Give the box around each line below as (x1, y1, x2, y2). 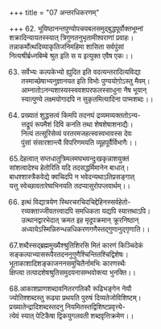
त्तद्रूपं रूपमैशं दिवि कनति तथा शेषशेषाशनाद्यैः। (20, 119, 134, 129)
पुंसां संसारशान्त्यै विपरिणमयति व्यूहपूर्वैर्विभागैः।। (20, 138, 138, 147)
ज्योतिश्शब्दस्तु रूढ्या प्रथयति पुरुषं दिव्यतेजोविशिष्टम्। (9, 293, 142, 302)
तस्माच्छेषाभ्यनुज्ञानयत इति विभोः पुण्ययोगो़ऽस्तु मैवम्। (20, 77, 151, 85)
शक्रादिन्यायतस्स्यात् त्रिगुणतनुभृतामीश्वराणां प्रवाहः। (9, 33, 134, 42)
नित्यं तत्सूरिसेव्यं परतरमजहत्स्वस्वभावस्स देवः (20, 129, 133, 138)
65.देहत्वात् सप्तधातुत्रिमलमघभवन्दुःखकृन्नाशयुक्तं (9, 154, 130, 163)
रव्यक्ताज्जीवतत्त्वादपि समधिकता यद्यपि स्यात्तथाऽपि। (20, 206, 151, 215)
